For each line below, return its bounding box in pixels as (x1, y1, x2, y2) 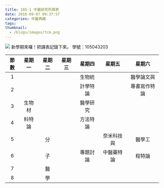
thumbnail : (5, 25, 27, 30)
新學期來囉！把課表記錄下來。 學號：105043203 (11, 44, 108, 49)
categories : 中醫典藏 (5, 16, 46, 21)
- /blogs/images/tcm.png (9, 30, 60, 35)
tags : (5, 21, 16, 26)
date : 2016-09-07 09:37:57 (5, 12, 60, 17)
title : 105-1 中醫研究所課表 (5, 7, 60, 12)
